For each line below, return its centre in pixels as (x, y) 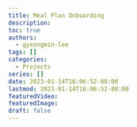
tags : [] (23, 52)
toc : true (25, 30)
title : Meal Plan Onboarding (56, 15)
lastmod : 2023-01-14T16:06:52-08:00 (68, 89)
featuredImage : (33, 103)
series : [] (26, 74)
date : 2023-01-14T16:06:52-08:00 (63, 81)
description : (30, 23)
